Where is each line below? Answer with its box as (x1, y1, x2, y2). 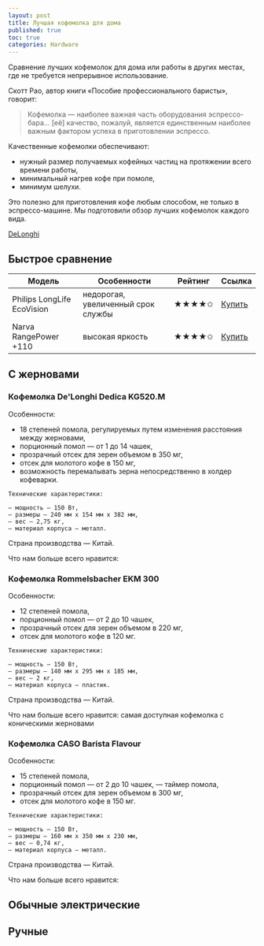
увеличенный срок (82, 299, 155, 310)
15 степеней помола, (19, 771, 90, 781)
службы (82, 308, 114, 319)
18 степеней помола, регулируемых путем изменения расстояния (19, 425, 242, 434)
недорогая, (82, 288, 126, 299)
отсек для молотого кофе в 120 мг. (19, 631, 136, 640)
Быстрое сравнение (8, 252, 112, 265)
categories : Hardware (8, 41, 79, 49)
